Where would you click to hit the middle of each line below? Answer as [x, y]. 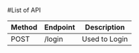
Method [24, 27]
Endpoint [60, 27]
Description [105, 27]
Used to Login [105, 39]
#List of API [24, 10]
